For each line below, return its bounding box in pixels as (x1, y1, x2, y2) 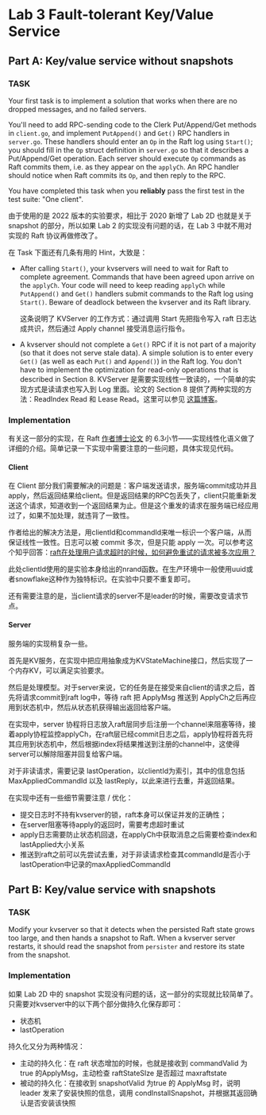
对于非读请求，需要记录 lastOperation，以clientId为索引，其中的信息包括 (8, 766, 245, 775)
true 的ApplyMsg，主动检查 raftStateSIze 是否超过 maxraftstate (19, 1068, 228, 1078)
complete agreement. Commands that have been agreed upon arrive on (19, 272, 255, 282)
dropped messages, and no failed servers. (8, 104, 147, 114)
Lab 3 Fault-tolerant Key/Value (8, 6, 214, 24)
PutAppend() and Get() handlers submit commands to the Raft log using (19, 289, 254, 298)
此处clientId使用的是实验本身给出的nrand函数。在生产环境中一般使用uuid (8, 565, 246, 574)
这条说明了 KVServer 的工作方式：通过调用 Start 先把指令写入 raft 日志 (19, 313, 250, 323)
